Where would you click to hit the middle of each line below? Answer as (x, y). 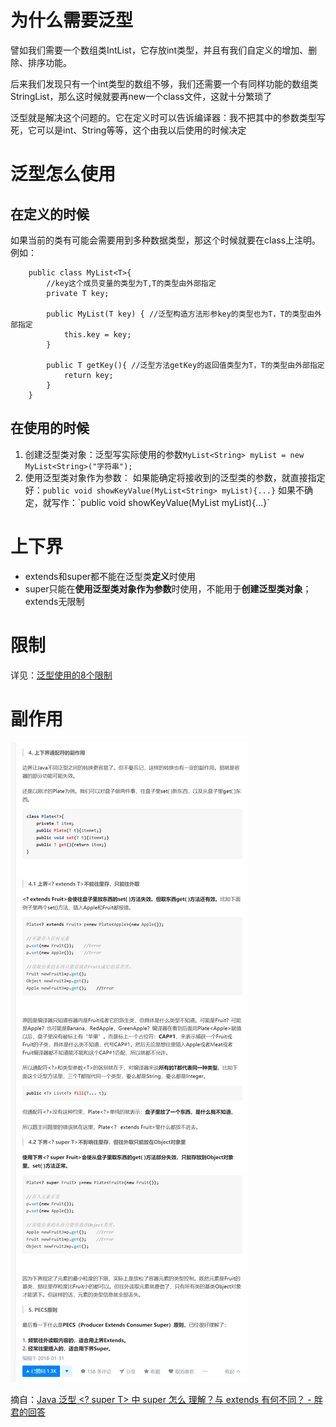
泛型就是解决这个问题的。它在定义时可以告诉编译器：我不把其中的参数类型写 (168, 117)
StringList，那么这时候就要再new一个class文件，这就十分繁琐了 (141, 96)
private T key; (78, 293)
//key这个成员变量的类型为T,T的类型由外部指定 (131, 283)
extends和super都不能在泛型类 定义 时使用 (110, 576)
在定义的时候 (50, 214)
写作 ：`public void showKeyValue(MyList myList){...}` (160, 502)
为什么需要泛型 (72, 20)
